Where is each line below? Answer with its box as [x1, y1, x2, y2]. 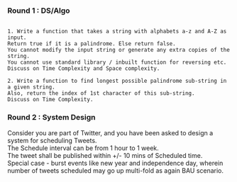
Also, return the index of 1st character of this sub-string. [7, 90, 195, 97]
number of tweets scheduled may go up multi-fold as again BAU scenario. [7, 166, 224, 175]
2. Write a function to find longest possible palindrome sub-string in [7, 77, 227, 85]
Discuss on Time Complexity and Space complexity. [7, 65, 160, 72]
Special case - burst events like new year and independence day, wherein [7, 159, 224, 167]
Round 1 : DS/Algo [7, 6, 70, 16]
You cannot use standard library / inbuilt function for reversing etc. [7, 59, 227, 66]
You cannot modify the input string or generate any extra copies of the [7, 47, 231, 54]
